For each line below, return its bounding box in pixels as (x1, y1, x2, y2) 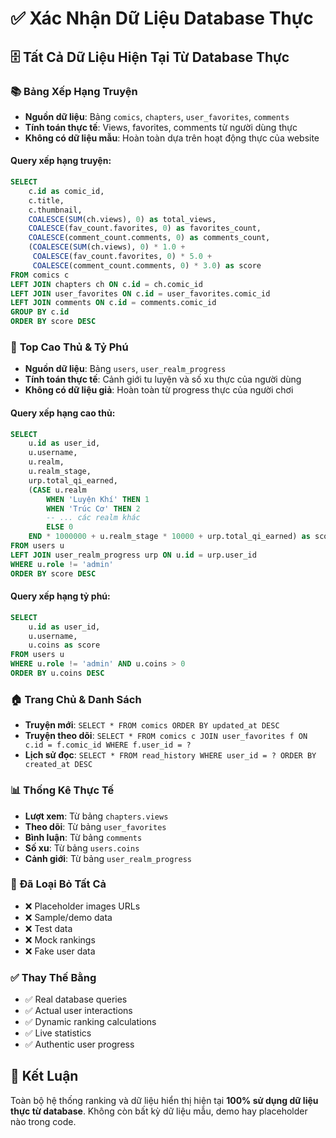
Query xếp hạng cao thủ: (10, 407, 116, 419)
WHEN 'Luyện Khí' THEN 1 (46, 494, 150, 504)
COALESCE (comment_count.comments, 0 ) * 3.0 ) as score (32, 260, 262, 271)
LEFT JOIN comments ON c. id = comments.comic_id (10, 298, 217, 308)
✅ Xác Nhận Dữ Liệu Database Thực (10, 7, 314, 30)
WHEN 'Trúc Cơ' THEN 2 (46, 503, 141, 514)
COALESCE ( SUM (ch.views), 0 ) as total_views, (28, 214, 217, 224)
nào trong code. (10, 1115, 77, 1127)
